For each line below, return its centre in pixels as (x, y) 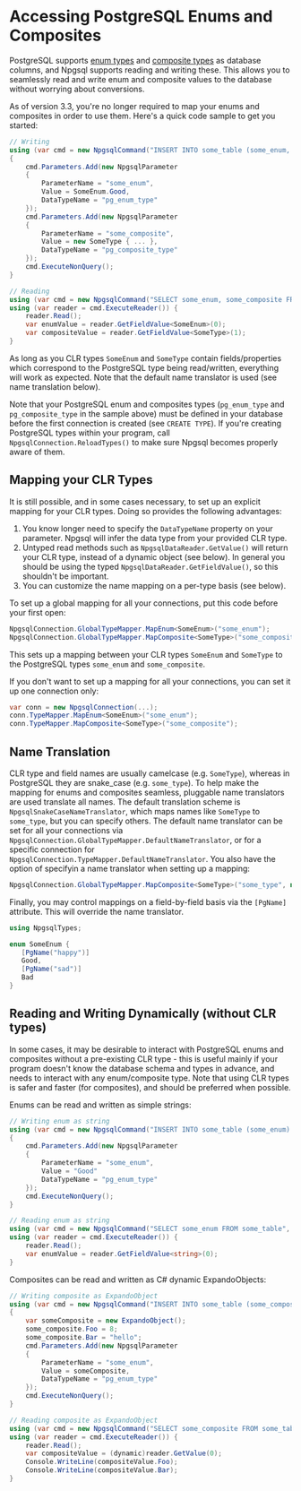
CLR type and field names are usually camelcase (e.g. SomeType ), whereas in (150, 773)
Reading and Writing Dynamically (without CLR (143, 1014)
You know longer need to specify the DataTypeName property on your (147, 528)
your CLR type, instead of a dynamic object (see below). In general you (153, 556)
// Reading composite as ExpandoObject (84, 1420)
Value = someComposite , (86, 1371)
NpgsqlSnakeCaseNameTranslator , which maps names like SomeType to (135, 811)
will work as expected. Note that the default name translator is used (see (143, 377)
